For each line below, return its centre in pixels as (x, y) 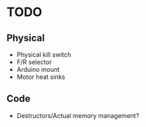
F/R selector (34, 62)
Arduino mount (38, 69)
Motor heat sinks (41, 77)
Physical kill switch (44, 54)
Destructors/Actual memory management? (78, 115)
